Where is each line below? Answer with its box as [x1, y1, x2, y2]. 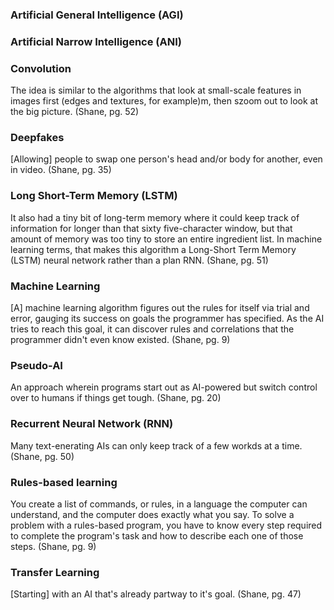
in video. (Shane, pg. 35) [10, 164, 112, 176]
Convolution [10, 61, 72, 75]
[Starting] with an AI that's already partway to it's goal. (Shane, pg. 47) [10, 588, 302, 600]
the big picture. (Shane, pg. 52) [10, 106, 140, 118]
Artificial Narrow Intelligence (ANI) [10, 34, 182, 48]
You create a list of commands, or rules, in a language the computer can [10, 498, 308, 510]
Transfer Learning [10, 565, 100, 579]
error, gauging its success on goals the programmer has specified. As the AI [10, 313, 325, 325]
